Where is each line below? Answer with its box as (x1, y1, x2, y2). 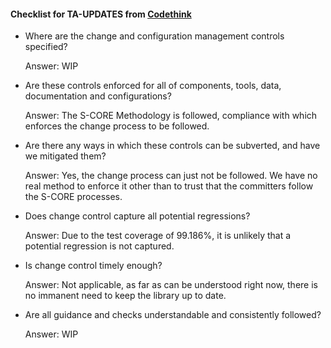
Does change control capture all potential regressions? (24, 210, 251, 222)
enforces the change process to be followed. (24, 120, 210, 132)
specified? (24, 41, 68, 53)
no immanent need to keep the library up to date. (24, 290, 227, 302)
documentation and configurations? (24, 90, 172, 102)
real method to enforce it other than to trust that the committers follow (24, 180, 314, 192)
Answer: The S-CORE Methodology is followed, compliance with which (24, 110, 318, 122)
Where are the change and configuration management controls (24, 30, 285, 42)
